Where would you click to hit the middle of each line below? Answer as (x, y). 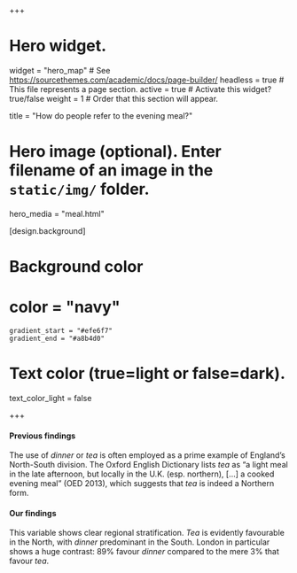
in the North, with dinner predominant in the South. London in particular (140, 542)
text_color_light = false (51, 398)
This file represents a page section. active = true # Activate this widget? (141, 89)
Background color (76, 267)
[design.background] (47, 230)
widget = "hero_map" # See (60, 70)
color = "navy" (65, 307)
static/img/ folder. (79, 189)
